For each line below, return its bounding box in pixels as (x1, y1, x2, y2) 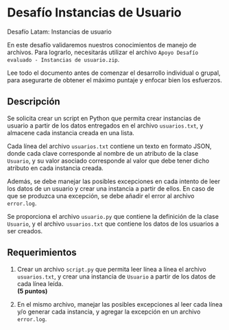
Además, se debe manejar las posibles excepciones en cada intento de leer (7, 177, 221, 185)
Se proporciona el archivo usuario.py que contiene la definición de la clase (7, 212, 219, 220)
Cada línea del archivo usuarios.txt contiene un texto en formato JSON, (7, 142, 212, 150)
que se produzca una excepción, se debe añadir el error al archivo (7, 191, 195, 200)
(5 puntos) (16, 287, 48, 295)
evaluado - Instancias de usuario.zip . (7, 55, 120, 63)
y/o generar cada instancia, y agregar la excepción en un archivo (16, 307, 201, 316)
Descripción (7, 96, 60, 108)
